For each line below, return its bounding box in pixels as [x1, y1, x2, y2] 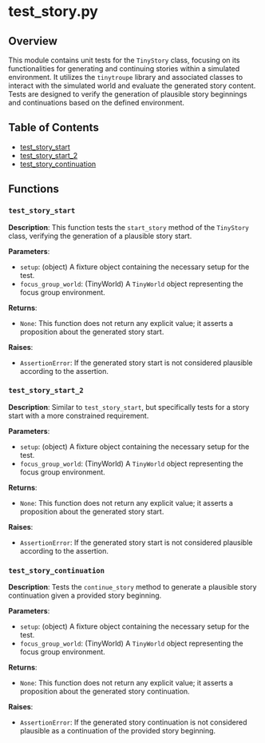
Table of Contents [8, 121, 100, 134]
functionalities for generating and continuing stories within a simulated [8, 64, 240, 74]
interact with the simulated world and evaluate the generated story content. [8, 81, 256, 90]
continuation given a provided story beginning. [8, 590, 162, 601]
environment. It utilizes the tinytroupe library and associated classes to [8, 73, 243, 81]
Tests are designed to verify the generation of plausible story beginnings [8, 89, 247, 98]
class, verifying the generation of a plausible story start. [8, 231, 192, 240]
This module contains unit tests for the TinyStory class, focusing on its [8, 55, 240, 65]
